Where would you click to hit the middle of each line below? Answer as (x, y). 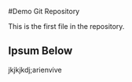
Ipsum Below (40, 51)
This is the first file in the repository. (66, 26)
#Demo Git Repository (44, 11)
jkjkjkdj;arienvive (35, 70)
